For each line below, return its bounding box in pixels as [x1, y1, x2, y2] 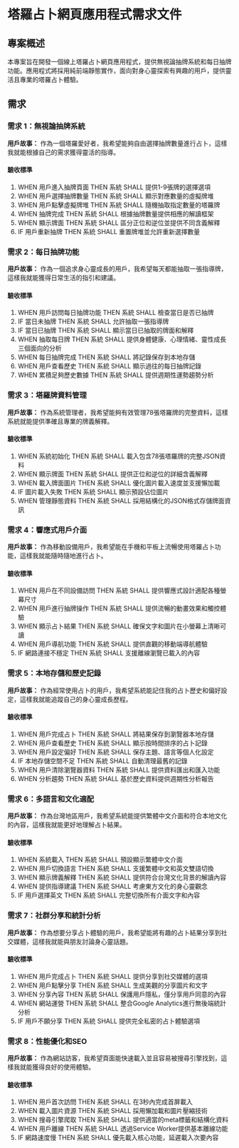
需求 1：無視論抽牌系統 [7, 121, 85, 131]
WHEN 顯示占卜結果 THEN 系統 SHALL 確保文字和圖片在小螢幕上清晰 [17, 622, 221, 630]
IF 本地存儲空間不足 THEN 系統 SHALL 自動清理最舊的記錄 [17, 756, 188, 765]
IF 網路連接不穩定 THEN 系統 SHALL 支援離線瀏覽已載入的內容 [17, 649, 201, 658]
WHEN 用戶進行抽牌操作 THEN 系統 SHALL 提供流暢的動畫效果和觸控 [17, 604, 221, 613]
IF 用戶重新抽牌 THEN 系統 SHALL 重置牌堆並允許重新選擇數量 [17, 227, 201, 236]
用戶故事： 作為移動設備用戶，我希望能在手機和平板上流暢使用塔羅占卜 [7, 543, 215, 551]
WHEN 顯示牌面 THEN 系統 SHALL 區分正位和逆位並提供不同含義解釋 [17, 218, 221, 227]
